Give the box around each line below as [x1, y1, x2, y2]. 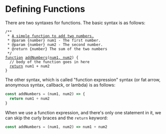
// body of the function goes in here [9, 59, 90, 65]
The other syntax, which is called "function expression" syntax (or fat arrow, [5, 76, 161, 82]
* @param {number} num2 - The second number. [7, 42, 103, 47]
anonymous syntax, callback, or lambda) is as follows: [5, 82, 115, 88]
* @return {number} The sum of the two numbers [7, 46, 108, 51]
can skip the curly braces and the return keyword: [5, 115, 108, 121]
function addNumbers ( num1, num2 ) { [5, 55, 79, 60]
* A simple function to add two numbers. [7, 33, 94, 38]
